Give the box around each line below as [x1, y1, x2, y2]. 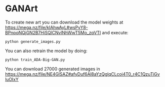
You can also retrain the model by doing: [5, 48, 87, 54]
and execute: [102, 29, 128, 35]
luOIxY [5, 76, 19, 82]
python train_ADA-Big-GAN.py [5, 57, 65, 62]
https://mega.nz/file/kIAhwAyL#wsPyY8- [5, 24, 88, 30]
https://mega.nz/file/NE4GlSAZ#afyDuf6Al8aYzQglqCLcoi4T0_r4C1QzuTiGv [5, 71, 160, 77]
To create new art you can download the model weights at [5, 19, 124, 25]
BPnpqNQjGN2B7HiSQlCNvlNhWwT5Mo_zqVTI [5, 29, 101, 35]
